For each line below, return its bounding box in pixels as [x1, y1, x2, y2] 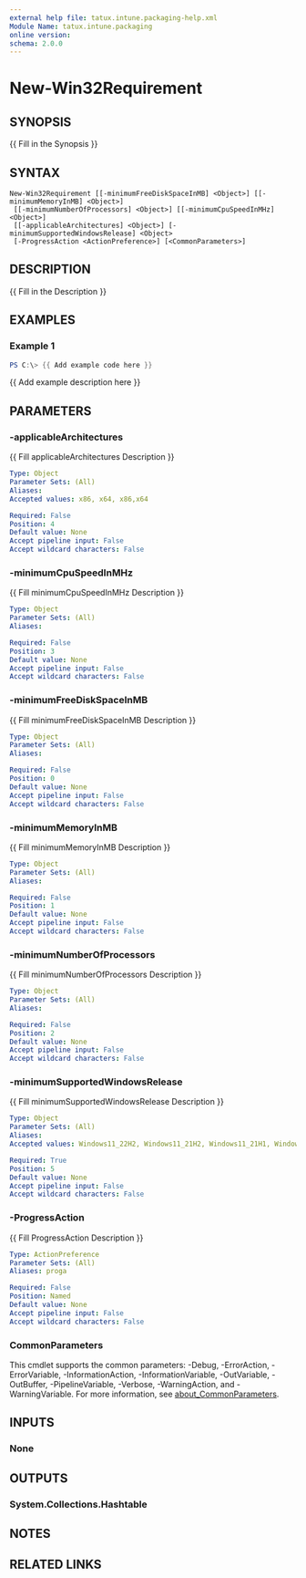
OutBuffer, [9, 1378, 48, 1389]
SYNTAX [9, 165, 61, 181]
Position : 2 [9, 1028, 55, 1038]
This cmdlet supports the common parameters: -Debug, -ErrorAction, [9, 1359, 270, 1370]
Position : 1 [9, 901, 55, 910]
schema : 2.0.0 [9, 38, 64, 48]
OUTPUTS [9, 1470, 68, 1486]
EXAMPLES [9, 312, 76, 328]
